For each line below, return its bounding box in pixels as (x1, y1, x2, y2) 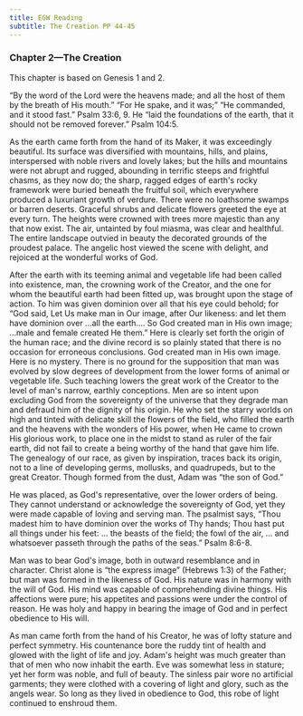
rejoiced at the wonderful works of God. (9, 251, 158, 263)
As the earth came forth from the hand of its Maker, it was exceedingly (9, 136, 273, 147)
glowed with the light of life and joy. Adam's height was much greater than (9, 649, 287, 660)
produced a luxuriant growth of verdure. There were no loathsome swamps (9, 194, 289, 205)
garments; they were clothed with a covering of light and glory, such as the (9, 678, 289, 689)
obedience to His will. (9, 613, 90, 624)
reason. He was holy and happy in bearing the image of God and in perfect (9, 603, 288, 614)
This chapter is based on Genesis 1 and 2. (9, 72, 166, 82)
